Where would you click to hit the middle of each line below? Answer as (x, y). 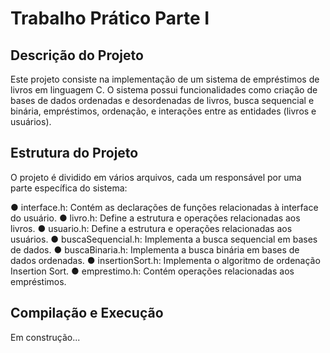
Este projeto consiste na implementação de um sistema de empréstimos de (165, 79)
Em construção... (45, 337)
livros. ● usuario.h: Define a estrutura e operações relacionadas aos (151, 228)
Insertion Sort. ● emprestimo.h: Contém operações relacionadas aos (152, 271)
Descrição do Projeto (77, 55)
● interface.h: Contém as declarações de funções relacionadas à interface (164, 207)
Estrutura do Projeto (74, 153)
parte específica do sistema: (69, 188)
